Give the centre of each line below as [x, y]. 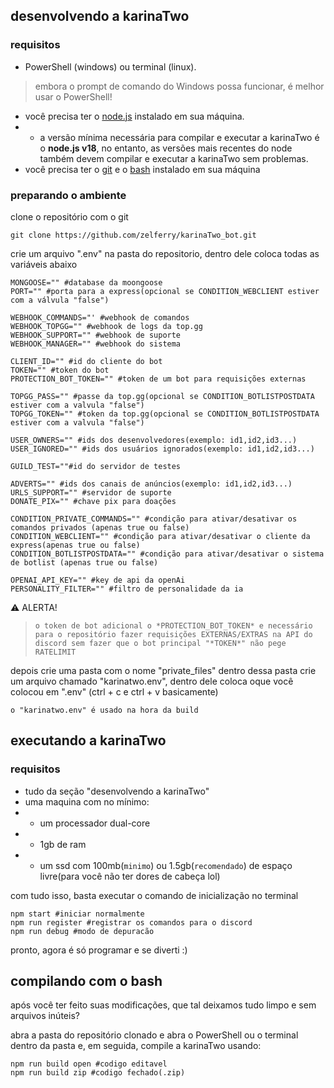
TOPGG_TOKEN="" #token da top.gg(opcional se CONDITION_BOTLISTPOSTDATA [165, 414]
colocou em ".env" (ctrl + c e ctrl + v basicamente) [114, 691]
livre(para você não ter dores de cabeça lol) [130, 876]
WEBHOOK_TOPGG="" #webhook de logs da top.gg [106, 326]
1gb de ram [63, 844]
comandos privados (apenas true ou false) [100, 527]
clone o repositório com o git [69, 216]
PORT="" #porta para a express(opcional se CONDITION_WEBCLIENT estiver [165, 291]
